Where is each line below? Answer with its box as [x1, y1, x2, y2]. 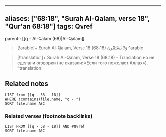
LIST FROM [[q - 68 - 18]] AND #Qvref [5, 124, 85, 129]
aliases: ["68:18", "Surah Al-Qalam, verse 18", [5, 14, 150, 23]
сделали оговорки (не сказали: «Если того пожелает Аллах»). [17, 60, 148, 66]
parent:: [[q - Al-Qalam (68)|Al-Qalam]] [5, 35, 85, 41]
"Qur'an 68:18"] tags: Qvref [5, 22, 93, 31]
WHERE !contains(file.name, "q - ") [5, 97, 81, 102]
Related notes [5, 80, 48, 88]
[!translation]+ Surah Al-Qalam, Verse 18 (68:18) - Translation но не [17, 54, 155, 60]
